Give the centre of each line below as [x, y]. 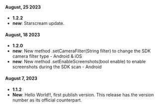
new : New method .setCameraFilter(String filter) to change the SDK [81, 51]
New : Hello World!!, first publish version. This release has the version [83, 95]
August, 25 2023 [23, 7]
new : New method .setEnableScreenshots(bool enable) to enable [79, 62]
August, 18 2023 [23, 34]
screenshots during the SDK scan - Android [57, 67]
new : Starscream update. [38, 23]
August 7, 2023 [21, 78]
